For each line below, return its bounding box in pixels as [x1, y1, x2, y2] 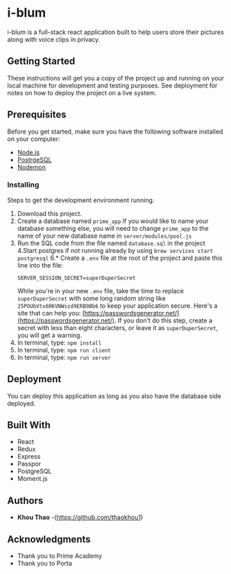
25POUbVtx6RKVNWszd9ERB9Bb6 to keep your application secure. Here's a [17, 301, 218, 310]
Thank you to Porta [17, 559, 73, 568]
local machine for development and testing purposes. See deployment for [7, 81, 218, 90]
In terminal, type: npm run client [17, 345, 111, 354]
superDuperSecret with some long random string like [17, 294, 166, 302]
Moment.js [17, 475, 48, 483]
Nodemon [17, 163, 46, 171]
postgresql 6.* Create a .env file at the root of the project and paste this [17, 254, 223, 262]
